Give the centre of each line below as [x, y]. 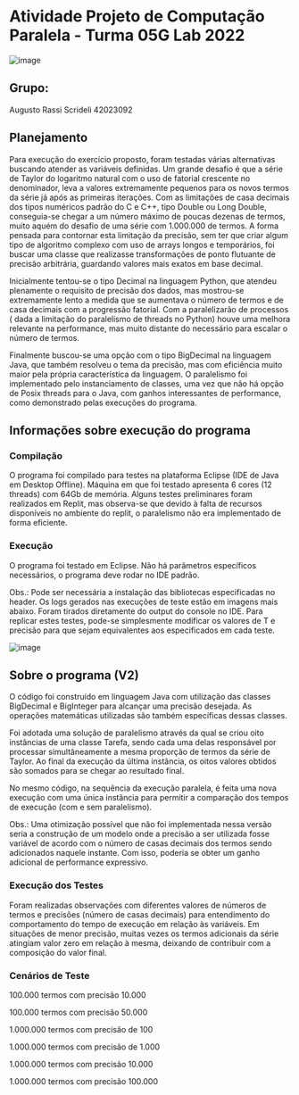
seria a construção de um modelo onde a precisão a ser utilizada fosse [140, 834]
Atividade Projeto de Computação [137, 17]
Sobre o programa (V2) [75, 675]
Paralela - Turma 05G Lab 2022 [127, 35]
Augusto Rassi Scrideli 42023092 [71, 110]
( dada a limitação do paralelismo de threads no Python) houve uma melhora [150, 319]
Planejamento [49, 138]
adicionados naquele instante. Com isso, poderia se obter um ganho [135, 853]
